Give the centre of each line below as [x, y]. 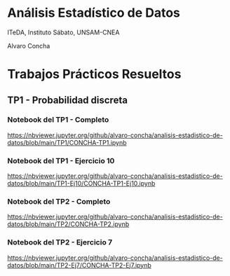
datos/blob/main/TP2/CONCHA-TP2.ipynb [68, 224]
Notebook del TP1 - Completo [58, 120]
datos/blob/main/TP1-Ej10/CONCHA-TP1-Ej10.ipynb [81, 184]
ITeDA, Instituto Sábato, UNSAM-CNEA [63, 32]
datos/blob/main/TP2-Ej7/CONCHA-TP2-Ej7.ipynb [80, 265]
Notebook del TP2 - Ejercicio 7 [60, 242]
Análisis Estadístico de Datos [94, 13]
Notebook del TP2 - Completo [59, 202]
